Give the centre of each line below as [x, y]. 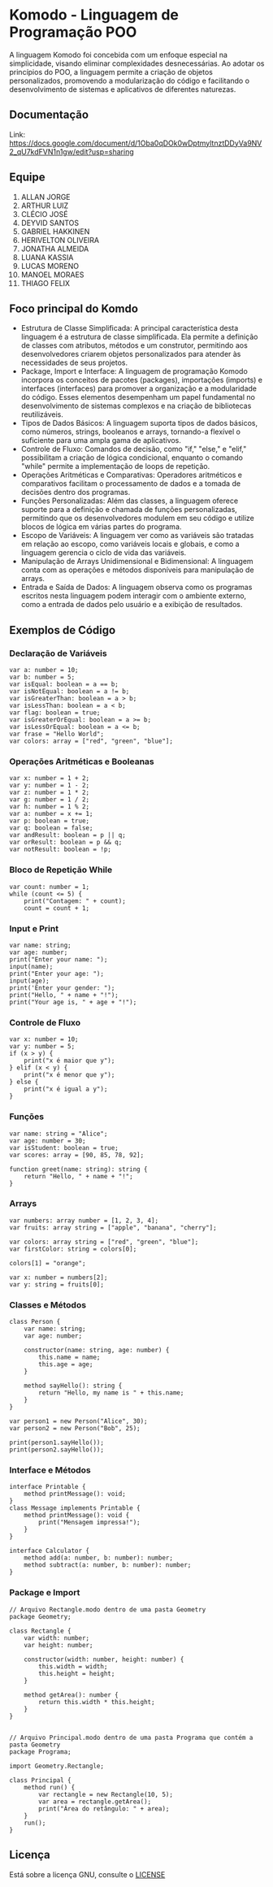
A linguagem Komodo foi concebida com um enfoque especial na [119, 54]
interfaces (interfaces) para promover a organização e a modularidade [139, 388]
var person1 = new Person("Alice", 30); [79, 1421]
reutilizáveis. [42, 414]
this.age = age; [66, 1364]
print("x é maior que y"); [69, 1061]
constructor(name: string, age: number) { [97, 1351]
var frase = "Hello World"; [57, 734]
